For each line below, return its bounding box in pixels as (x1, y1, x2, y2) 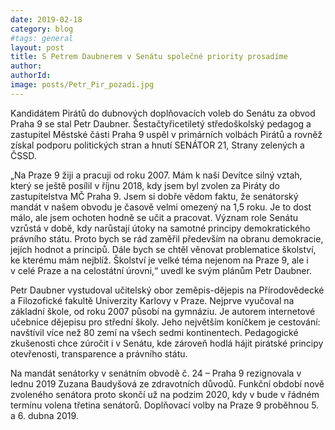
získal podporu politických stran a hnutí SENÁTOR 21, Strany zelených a (10, 139, 305, 151)
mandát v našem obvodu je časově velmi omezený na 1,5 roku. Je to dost (10, 201, 312, 213)
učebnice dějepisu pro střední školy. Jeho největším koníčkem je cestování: (10, 316, 321, 328)
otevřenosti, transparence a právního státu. (10, 347, 188, 360)
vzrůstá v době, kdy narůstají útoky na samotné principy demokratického (10, 222, 311, 234)
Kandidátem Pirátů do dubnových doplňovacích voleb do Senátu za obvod (10, 107, 316, 119)
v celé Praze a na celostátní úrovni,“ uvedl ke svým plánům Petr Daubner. (10, 264, 312, 276)
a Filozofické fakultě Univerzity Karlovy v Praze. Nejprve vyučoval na (10, 294, 295, 306)
